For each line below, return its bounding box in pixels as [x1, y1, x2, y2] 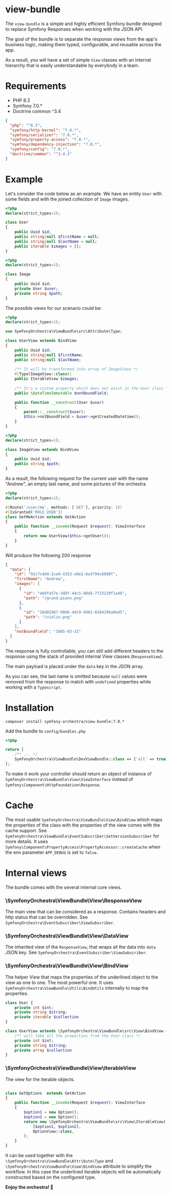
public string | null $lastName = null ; [14, 239, 97, 244]
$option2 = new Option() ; [24, 1114, 79, 1120]
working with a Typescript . [5, 684, 62, 690]
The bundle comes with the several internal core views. [5, 884, 122, 890]
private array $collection [14, 1048, 72, 1053]
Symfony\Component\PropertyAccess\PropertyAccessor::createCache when [5, 844, 160, 850]
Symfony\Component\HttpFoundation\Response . [5, 781, 101, 788]
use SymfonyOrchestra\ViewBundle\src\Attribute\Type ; [5, 329, 123, 334]
